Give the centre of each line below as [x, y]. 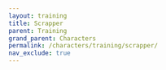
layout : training [38, 16]
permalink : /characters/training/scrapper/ [83, 46]
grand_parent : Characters [52, 38]
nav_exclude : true [39, 53]
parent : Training [38, 31]
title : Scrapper [36, 23]
